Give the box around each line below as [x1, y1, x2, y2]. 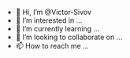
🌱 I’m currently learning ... [15, 24, 100, 33]
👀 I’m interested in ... [15, 16, 83, 25]
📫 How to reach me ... [15, 42, 89, 50]
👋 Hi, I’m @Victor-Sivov [15, 8, 92, 16]
